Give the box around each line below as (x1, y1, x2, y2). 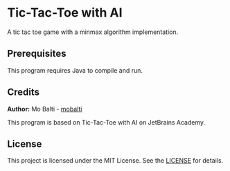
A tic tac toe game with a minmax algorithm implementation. (7, 28, 179, 36)
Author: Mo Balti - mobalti (7, 105, 82, 113)
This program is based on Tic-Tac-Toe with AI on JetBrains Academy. (7, 118, 206, 126)
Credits (7, 87, 40, 98)
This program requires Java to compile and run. (7, 66, 143, 74)
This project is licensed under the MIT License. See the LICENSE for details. (7, 156, 224, 165)
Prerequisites (7, 48, 67, 60)
